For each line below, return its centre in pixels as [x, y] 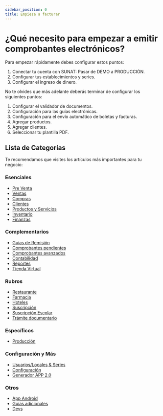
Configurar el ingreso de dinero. [44, 82]
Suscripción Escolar [32, 313]
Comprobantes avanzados [39, 253]
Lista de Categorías [35, 148]
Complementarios [27, 232]
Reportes [21, 263]
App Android [25, 398]
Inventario [22, 214]
